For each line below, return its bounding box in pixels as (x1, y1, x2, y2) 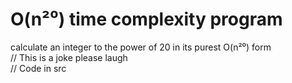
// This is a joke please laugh (10, 51, 128, 63)
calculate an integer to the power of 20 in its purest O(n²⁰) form (10, 41, 272, 53)
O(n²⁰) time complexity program (10, 8, 283, 31)
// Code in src (10, 62, 67, 74)
